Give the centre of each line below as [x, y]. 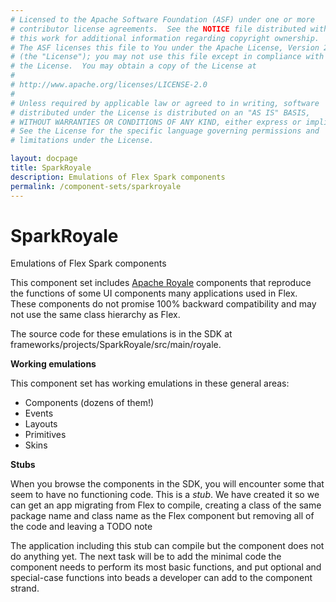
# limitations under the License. [82, 141]
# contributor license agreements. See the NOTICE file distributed [158, 29]
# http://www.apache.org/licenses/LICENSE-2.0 [109, 85]
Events [39, 413]
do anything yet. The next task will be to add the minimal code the [146, 557]
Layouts [41, 424]
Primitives [45, 435]
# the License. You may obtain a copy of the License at [133, 66]
